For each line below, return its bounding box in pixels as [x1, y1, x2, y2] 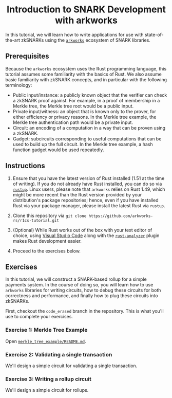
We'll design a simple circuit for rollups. [5, 387, 89, 393]
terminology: [5, 82, 32, 88]
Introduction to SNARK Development [7, 4, 166, 15]
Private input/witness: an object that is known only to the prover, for [12, 108, 157, 114]
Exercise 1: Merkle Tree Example [5, 327, 88, 334]
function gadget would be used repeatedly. [12, 147, 104, 153]
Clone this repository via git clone [12, 212, 87, 219]
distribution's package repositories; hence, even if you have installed [12, 197, 159, 203]
